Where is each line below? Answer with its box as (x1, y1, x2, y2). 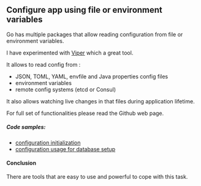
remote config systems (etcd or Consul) (15, 86, 116, 93)
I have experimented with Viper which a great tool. (6, 49, 134, 56)
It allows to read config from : (6, 61, 81, 68)
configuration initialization (15, 139, 81, 146)
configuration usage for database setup (15, 145, 116, 152)
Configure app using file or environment (6, 5, 162, 15)
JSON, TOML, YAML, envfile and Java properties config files (15, 73, 169, 80)
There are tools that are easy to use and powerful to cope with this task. (6, 173, 188, 180)
